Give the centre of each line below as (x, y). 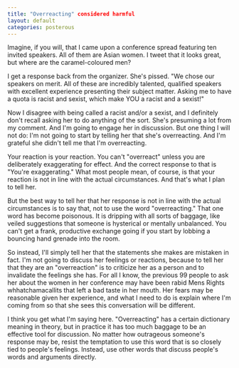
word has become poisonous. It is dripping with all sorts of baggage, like (114, 216)
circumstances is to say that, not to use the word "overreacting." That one (116, 209)
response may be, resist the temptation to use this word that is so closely (115, 342)
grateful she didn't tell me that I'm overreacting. (77, 143)
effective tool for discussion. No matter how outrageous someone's (106, 335)
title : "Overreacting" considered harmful (71, 14)
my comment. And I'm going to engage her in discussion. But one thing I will (119, 128)
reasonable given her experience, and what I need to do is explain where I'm (119, 298)
